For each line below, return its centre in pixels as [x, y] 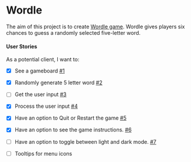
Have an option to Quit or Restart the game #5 [70, 118]
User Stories [22, 46]
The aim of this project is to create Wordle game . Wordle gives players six [95, 27]
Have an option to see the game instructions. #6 [73, 130]
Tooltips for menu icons [43, 153]
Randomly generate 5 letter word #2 [58, 82]
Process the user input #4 [46, 106]
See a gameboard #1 [39, 71]
